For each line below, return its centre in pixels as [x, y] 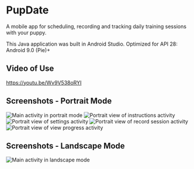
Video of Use [30, 69]
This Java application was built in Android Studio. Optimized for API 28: [92, 44]
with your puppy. [26, 32]
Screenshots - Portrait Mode [59, 101]
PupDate [27, 10]
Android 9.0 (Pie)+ [28, 50]
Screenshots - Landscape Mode [65, 146]
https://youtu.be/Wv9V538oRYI [44, 82]
